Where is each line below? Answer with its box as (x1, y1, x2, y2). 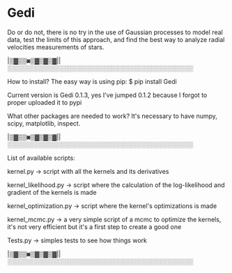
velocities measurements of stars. (7, 43, 105, 51)
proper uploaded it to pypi (7, 98, 82, 106)
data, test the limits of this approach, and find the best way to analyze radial (7, 35, 225, 43)
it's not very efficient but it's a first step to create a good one (7, 222, 182, 231)
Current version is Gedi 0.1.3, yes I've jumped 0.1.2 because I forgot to (7, 91, 208, 99)
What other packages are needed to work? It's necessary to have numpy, (7, 112, 218, 120)
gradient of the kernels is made (7, 188, 97, 196)
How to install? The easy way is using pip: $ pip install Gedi (7, 77, 178, 85)
